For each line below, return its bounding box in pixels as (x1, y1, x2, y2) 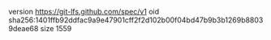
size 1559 (40, 24, 72, 33)
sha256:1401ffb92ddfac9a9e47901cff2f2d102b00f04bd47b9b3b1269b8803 (8, 15, 264, 25)
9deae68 (8, 24, 39, 33)
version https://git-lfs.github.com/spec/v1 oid (8, 7, 160, 16)
